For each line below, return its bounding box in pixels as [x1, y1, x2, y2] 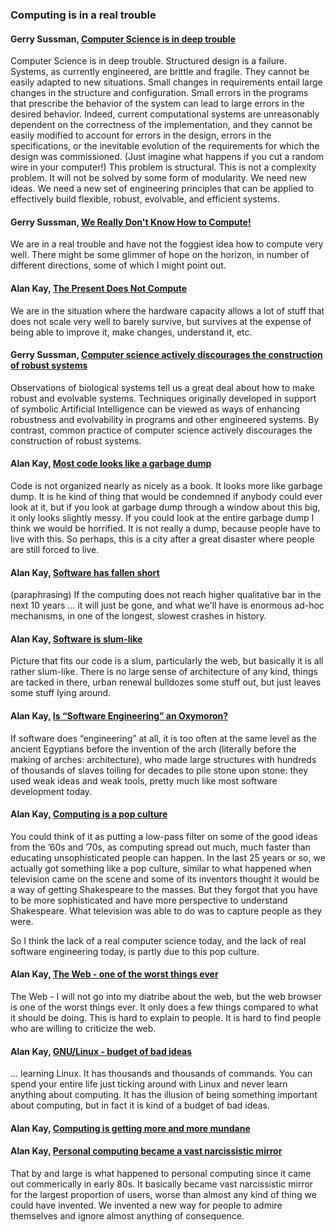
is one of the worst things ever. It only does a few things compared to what [10, 1001, 319, 1013]
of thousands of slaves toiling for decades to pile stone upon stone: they [10, 764, 308, 776]
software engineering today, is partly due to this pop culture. [10, 945, 260, 957]
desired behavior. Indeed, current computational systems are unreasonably [10, 108, 320, 120]
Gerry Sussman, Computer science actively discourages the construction [10, 349, 323, 361]
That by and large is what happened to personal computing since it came [10, 1167, 312, 1179]
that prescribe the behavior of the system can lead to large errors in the [10, 98, 305, 110]
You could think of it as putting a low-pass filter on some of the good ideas [10, 830, 318, 842]
